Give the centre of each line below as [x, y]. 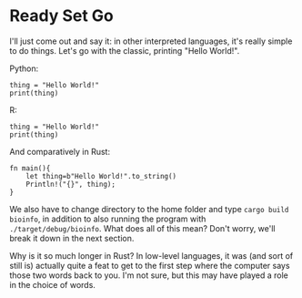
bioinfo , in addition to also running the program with [108, 219]
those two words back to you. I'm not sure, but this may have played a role [149, 275]
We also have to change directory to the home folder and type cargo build [149, 209]
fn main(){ [30, 168]
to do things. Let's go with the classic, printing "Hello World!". [125, 50]
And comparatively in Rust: [60, 151]
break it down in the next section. [72, 238]
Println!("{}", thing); [71, 184]
